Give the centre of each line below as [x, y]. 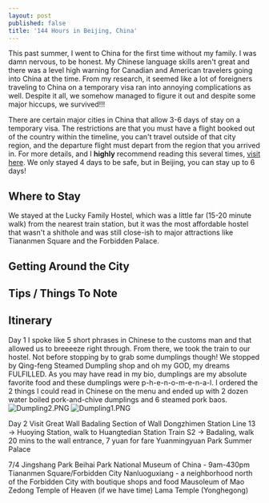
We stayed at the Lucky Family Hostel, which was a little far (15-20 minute [130, 215]
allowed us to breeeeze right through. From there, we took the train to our [129, 348]
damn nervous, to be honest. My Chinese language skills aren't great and [129, 62]
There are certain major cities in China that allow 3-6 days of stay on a [124, 120]
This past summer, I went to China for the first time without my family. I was [132, 54]
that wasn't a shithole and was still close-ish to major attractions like [121, 232]
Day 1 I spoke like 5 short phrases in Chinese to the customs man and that [130, 340]
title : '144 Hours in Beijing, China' [73, 30]
